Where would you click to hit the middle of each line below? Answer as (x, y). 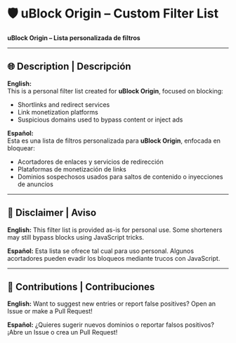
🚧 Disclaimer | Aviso (52, 213)
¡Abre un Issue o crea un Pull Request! (63, 332)
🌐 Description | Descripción (69, 66)
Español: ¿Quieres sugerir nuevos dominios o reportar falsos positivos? (111, 325)
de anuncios (35, 184)
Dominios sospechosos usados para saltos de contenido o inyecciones (120, 176)
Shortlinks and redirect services (64, 104)
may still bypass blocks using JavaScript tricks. (76, 237)
